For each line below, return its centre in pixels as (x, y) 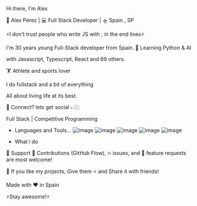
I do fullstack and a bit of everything (50, 84)
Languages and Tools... (43, 130)
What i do (26, 141)
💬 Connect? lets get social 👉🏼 (43, 107)
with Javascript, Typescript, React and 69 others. (66, 59)
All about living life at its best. (42, 96)
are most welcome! (29, 160)
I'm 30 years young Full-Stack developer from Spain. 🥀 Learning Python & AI (99, 48)
